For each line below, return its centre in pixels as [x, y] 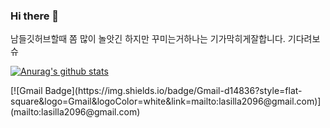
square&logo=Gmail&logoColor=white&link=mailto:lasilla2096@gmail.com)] [166, 101]
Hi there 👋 [35, 16]
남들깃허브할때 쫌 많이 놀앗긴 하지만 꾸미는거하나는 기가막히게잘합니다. [148, 39]
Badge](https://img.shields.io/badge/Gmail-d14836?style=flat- [173, 91]
